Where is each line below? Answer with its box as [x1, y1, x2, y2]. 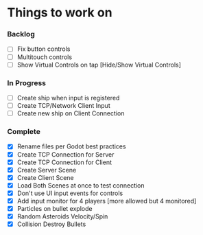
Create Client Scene [16, 173, 74, 181]
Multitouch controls [16, 53, 73, 61]
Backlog [7, 30, 36, 39]
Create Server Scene [16, 166, 77, 174]
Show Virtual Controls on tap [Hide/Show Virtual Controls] [16, 60, 182, 69]
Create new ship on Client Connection [16, 109, 125, 117]
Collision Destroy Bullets [16, 220, 86, 228]
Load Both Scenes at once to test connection [16, 181, 145, 190]
